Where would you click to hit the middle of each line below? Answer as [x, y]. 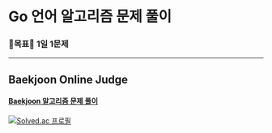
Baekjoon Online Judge [68, 79]
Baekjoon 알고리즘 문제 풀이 [53, 101]
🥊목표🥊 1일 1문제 [38, 44]
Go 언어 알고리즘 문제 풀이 [90, 17]
